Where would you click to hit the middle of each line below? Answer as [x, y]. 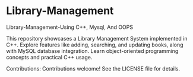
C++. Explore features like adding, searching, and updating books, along [95, 45]
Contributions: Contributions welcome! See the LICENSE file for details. [93, 68]
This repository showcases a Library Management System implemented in [97, 38]
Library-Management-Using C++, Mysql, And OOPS [70, 27]
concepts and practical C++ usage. [49, 57]
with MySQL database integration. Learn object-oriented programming [92, 51]
